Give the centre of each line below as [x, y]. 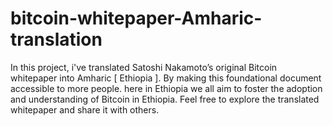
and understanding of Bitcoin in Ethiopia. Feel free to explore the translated [165, 99]
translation [56, 39]
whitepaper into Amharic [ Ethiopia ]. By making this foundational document [166, 78]
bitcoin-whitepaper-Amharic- [136, 18]
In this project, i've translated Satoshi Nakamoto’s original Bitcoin [144, 67]
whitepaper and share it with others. [85, 109]
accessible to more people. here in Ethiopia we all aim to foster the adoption [166, 88]
